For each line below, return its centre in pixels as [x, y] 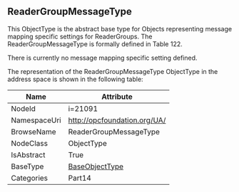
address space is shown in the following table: [76, 79]
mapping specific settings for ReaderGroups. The [80, 36]
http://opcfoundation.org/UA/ [117, 120]
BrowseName [34, 132]
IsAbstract [28, 154]
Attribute [117, 97]
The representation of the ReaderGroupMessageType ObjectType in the [113, 71]
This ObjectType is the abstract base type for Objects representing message [120, 28]
